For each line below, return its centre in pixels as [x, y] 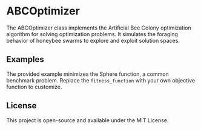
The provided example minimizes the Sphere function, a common [88, 74]
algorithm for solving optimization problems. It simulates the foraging [92, 34]
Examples [25, 59]
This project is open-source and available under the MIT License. [87, 120]
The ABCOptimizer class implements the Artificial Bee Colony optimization [99, 28]
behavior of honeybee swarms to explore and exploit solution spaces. [93, 40]
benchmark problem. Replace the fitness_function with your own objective [101, 80]
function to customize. [34, 87]
